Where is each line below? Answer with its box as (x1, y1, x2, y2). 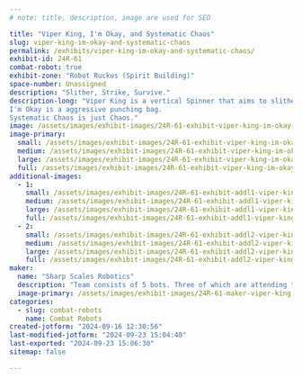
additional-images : (9, 172, 83, 181)
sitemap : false (9, 347, 67, 356)
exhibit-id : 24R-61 (9, 55, 83, 64)
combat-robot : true (9, 63, 83, 72)
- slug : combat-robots (17, 305, 102, 315)
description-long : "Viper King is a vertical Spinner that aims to (9, 96, 268, 105)
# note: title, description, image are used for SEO (9, 13, 211, 22)
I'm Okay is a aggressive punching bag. (9, 104, 164, 113)
